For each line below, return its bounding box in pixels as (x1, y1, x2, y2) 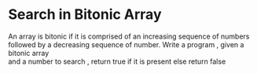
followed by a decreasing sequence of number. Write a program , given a (8, 39, 244, 49)
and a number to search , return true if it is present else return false (8, 57, 226, 66)
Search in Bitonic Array (8, 6, 163, 24)
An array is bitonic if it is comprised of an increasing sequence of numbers (8, 31, 250, 41)
